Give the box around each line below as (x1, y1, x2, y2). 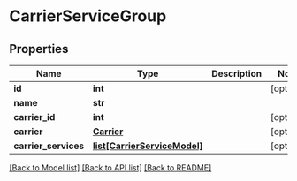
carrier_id (13, 111, 56, 123)
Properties (9, 41, 69, 57)
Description (211, 68, 263, 79)
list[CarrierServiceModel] (92, 140, 203, 152)
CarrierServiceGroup (9, 6, 167, 26)
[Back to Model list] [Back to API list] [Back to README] (9, 162, 212, 173)
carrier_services (13, 140, 85, 152)
